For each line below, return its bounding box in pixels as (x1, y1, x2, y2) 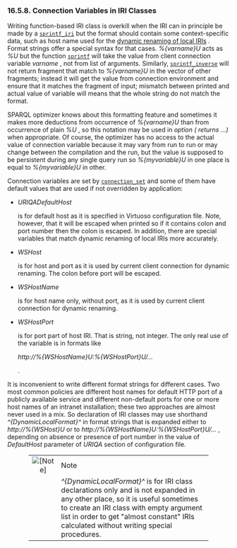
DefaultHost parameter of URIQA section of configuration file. (7, 441, 186, 449)
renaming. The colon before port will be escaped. (17, 269, 162, 278)
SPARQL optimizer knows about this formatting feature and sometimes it (7, 110, 217, 119)
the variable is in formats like (17, 339, 102, 348)
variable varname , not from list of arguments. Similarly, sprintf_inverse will (7, 59, 229, 68)
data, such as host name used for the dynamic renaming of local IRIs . (7, 37, 210, 45)
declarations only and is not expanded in (61, 485, 195, 495)
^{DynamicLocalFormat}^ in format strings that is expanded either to (7, 418, 207, 426)
